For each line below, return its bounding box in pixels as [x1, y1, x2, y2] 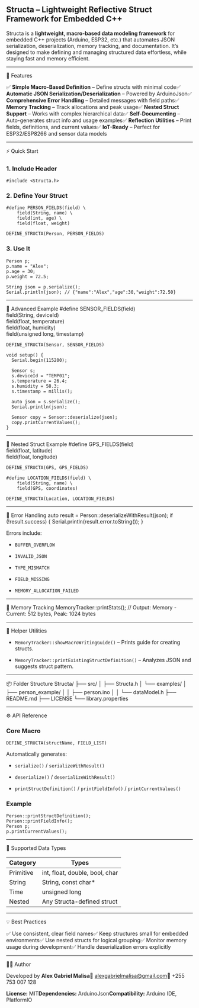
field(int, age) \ [17, 216, 62, 221]
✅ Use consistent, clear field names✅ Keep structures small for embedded [6, 930, 188, 938]
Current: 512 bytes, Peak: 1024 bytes [6, 610, 96, 617]
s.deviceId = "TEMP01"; [11, 373, 70, 378]
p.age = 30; [6, 268, 36, 274]
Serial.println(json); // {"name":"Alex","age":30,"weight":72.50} [6, 289, 176, 295]
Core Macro [6, 727, 41, 735]
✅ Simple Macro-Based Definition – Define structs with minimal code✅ [6, 83, 181, 91]
